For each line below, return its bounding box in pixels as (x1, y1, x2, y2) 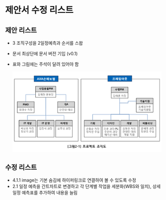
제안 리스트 (5, 26, 37, 34)
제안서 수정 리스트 (5, 4, 74, 16)
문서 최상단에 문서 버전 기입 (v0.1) (12, 51, 78, 56)
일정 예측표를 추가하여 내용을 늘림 (12, 190, 78, 196)
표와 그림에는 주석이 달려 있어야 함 (12, 61, 79, 67)
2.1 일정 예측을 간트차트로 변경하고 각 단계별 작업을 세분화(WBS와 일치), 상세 (12, 184, 161, 190)
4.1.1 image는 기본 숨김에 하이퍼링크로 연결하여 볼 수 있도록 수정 (12, 177, 137, 183)
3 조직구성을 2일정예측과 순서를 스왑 (12, 40, 83, 46)
